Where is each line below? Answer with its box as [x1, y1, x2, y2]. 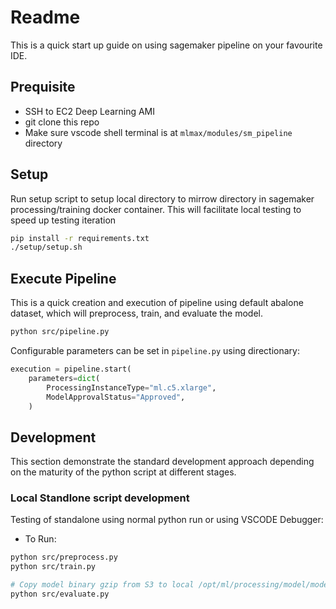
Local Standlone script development [10, 491, 190, 505]
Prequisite [10, 79, 76, 96]
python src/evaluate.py [10, 589, 110, 600]
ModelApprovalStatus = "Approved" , [46, 392, 186, 402]
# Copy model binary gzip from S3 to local [10, 580, 195, 590]
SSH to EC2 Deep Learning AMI [24, 105, 156, 117]
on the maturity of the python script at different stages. [10, 466, 237, 478]
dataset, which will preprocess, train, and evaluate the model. [10, 307, 264, 320]
